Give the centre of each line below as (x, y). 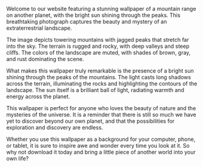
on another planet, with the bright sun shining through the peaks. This (93, 15)
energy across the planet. (38, 97)
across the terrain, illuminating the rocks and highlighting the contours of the (102, 83)
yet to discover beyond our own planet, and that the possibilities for (90, 121)
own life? (18, 159)
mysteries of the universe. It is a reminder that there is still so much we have (101, 115)
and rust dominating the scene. (45, 59)
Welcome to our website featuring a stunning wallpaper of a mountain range (101, 9)
